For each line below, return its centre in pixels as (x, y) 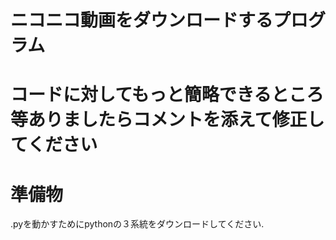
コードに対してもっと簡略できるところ (167, 95)
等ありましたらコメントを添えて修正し (167, 120)
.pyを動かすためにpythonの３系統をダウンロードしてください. (137, 224)
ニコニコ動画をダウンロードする (142, 20)
